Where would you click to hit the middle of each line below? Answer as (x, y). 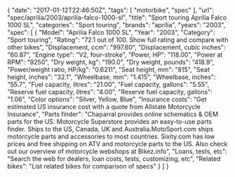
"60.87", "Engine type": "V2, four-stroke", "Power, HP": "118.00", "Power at (115, 55)
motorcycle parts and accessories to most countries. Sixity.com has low (111, 136)
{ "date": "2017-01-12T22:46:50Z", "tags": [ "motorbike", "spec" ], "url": (110, 10)
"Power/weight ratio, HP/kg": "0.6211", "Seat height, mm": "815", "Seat (109, 70)
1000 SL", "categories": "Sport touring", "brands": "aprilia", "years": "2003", (116, 25)
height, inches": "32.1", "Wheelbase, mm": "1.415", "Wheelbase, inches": (112, 77)
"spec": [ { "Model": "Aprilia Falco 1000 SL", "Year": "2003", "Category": (111, 32)
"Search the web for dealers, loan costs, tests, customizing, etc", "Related (114, 159)
